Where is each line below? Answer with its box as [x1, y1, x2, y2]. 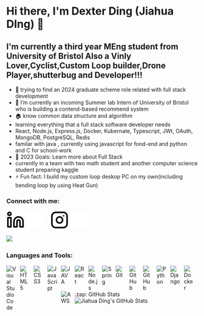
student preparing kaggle [15, 166, 79, 173]
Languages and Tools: [6, 251, 73, 259]
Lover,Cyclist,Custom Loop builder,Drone [6, 60, 166, 70]
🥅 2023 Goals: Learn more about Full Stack [15, 153, 123, 160]
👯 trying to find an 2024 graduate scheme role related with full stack [15, 86, 186, 93]
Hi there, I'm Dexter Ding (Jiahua [6, 4, 174, 18]
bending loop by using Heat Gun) [15, 182, 98, 189]
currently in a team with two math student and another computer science [15, 160, 198, 167]
